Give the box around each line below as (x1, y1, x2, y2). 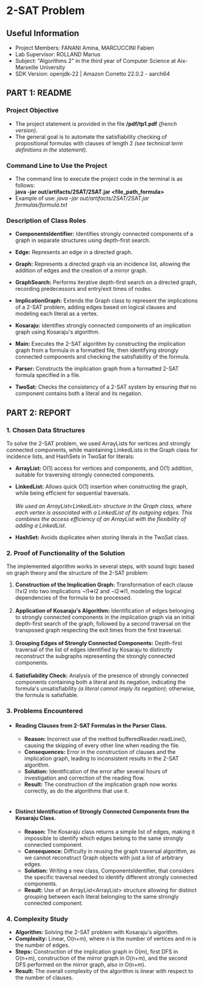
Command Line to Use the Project (6, 161, 108, 170)
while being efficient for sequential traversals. (15, 489, 130, 497)
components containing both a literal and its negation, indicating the (15, 679, 186, 686)
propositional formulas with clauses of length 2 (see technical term (15, 139, 183, 147)
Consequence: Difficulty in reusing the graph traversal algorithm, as (24, 847, 196, 855)
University (39, 64, 66, 71)
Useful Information (6, 28, 79, 38)
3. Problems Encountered (6, 707, 83, 715)
